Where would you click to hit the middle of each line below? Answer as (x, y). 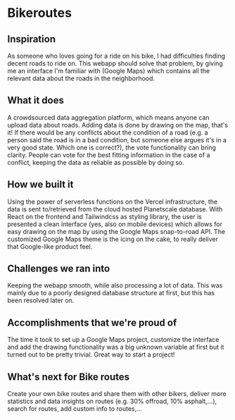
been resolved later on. (41, 300)
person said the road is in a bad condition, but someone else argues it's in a (117, 140)
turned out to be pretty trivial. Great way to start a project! (91, 354)
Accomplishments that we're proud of (92, 322)
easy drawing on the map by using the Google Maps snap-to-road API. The (116, 231)
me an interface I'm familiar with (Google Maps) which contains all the (109, 71)
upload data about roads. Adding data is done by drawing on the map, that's (118, 125)
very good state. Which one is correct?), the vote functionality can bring (112, 147)
